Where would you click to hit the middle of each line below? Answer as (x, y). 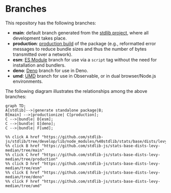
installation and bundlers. (39, 65)
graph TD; (16, 106)
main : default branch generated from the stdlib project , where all (81, 33)
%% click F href (22, 181)
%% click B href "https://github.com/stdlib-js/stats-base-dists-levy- (83, 146)
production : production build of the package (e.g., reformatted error (84, 43)
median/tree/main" (25, 150)
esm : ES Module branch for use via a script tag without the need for (84, 59)
